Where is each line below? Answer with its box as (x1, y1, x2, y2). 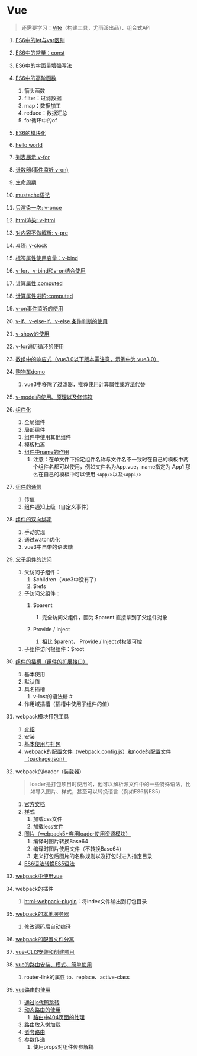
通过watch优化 (24, 536, 60, 543)
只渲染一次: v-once (15, 204, 62, 211)
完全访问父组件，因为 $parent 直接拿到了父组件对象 (41, 614, 168, 621)
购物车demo (15, 368, 46, 375)
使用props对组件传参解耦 (33, 1043, 94, 1050)
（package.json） (24, 755, 67, 762)
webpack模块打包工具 (15, 713, 69, 720)
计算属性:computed (15, 280, 63, 287)
